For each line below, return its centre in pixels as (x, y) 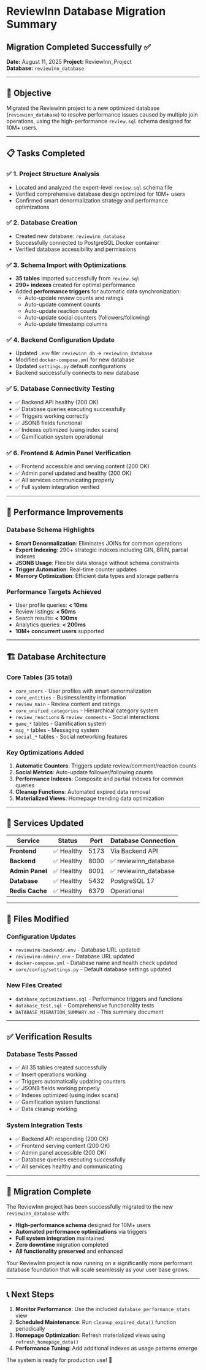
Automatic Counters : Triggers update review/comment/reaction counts (106, 766)
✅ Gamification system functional (57, 1102)
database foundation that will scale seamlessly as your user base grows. (98, 1269)
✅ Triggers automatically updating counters (70, 1082)
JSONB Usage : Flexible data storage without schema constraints (97, 563)
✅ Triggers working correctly (52, 416)
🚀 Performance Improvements (65, 513)
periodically (30, 1329)
